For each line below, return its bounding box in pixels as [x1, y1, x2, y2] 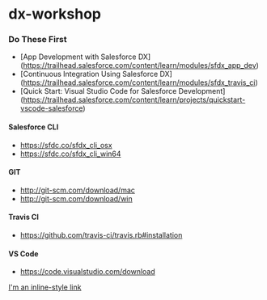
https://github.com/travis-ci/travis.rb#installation [19, 230, 183, 240]
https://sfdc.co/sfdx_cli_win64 [19, 149, 121, 158]
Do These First [8, 34, 67, 45]
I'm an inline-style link [8, 282, 82, 292]
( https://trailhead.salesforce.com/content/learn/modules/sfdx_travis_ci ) [19, 78, 259, 87]
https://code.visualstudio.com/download [19, 267, 155, 277]
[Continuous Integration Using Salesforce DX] [19, 70, 172, 79]
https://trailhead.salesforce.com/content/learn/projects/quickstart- [23, 95, 246, 105]
